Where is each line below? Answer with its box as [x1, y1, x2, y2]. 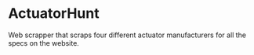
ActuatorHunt [8, 5, 100, 22]
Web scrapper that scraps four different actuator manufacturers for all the [8, 30, 247, 40]
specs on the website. [8, 38, 80, 47]
